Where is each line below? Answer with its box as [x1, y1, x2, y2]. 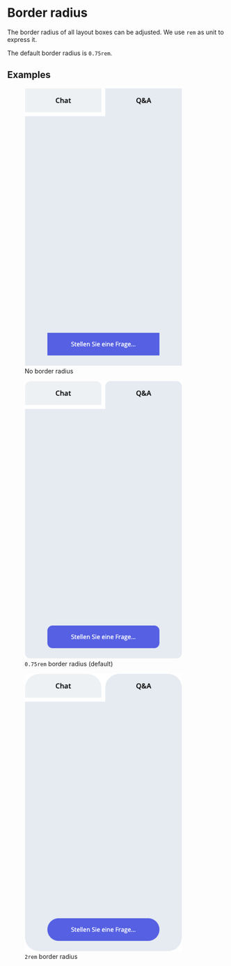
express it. [7, 35, 37, 43]
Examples [7, 69, 51, 81]
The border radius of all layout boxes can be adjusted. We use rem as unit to [7, 28, 224, 36]
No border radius [24, 367, 74, 375]
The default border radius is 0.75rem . [7, 49, 113, 57]
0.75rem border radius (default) [24, 659, 113, 668]
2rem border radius [24, 952, 78, 960]
